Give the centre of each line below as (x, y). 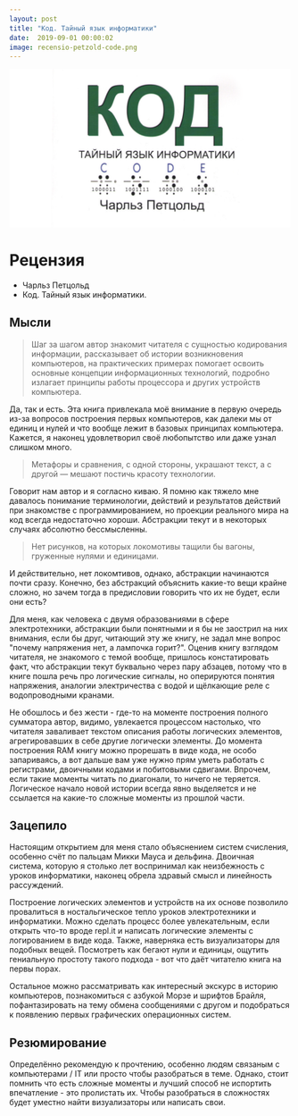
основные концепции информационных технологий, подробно (150, 373)
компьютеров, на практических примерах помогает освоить (148, 363)
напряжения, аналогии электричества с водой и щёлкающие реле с (140, 685)
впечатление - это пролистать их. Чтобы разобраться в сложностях (140, 1093)
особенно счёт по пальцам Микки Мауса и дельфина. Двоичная (132, 857)
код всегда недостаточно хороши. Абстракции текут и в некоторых (138, 519)
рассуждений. (37, 885)
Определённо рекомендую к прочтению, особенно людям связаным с (145, 1064)
